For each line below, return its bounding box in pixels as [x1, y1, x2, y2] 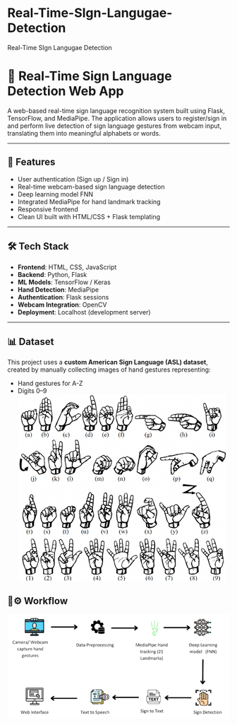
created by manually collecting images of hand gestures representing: [7, 365, 211, 374]
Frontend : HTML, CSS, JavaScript [17, 263, 117, 271]
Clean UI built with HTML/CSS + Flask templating [17, 212, 161, 220]
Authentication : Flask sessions [17, 293, 109, 301]
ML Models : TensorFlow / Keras [17, 278, 111, 286]
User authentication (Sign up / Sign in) [17, 175, 129, 183]
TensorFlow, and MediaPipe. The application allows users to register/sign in [7, 114, 227, 122]
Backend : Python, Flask [17, 270, 87, 278]
